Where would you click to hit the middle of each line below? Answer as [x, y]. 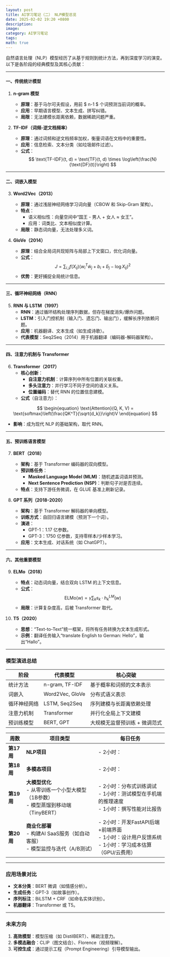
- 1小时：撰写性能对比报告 [130, 809]
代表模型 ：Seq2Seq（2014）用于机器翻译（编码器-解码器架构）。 [88, 337]
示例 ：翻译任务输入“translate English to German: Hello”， [80, 635]
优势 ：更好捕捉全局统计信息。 [51, 276]
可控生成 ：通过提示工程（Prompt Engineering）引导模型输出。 [78, 949]
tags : [11, 38]
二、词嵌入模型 [21, 181]
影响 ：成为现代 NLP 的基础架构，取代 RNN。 [60, 424]
